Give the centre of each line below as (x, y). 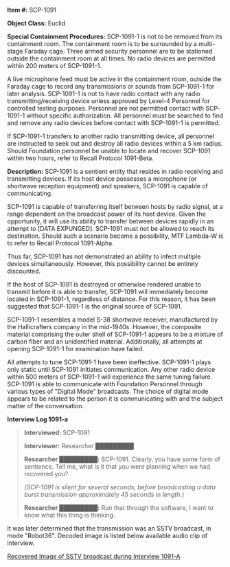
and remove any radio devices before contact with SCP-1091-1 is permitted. (114, 123)
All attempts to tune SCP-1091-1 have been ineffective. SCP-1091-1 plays (109, 362)
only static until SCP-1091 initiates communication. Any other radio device (111, 369)
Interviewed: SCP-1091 (57, 433)
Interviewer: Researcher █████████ (79, 446)
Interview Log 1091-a (38, 419)
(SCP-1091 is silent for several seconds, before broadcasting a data (120, 487)
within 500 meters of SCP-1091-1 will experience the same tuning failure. (110, 377)
